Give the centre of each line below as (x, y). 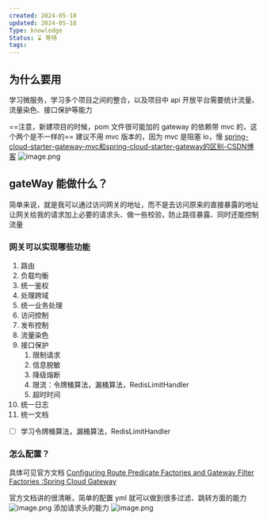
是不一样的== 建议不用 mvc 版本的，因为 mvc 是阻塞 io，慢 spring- (139, 137)
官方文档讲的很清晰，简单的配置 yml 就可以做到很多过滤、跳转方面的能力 (128, 498)
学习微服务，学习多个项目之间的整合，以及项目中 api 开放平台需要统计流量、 (134, 99)
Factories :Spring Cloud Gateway (63, 482)
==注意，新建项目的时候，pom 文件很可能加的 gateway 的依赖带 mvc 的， (130, 126)
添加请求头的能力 (81, 508)
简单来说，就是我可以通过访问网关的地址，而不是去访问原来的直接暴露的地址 (134, 204)
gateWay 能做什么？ (59, 184)
